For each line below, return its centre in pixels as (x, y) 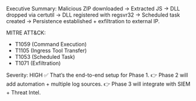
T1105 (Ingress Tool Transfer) (51, 50)
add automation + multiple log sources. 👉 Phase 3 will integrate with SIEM (98, 84)
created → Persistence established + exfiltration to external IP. (83, 21)
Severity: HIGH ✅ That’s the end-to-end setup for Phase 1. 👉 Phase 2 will (97, 75)
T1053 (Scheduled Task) (45, 57)
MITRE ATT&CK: (26, 33)
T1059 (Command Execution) (51, 44)
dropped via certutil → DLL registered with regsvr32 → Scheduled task (93, 15)
